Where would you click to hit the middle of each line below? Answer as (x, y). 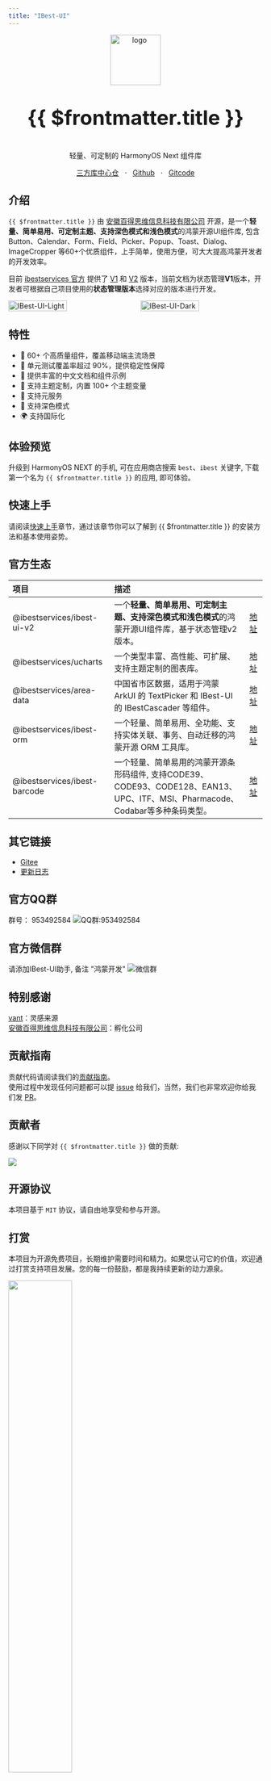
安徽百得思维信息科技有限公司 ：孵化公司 (75, 1028)
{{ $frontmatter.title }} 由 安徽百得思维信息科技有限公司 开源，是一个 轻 (132, 221)
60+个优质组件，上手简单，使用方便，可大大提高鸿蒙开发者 (164, 252)
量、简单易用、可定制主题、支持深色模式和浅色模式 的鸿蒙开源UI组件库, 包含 (134, 232)
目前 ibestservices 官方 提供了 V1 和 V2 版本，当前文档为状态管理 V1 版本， (131, 279)
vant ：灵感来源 (33, 1017)
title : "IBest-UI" (39, 16)
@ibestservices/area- (54, 689)
